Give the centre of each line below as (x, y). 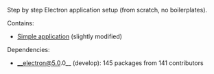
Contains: (21, 23)
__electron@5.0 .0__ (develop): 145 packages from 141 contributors (110, 63)
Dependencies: (28, 50)
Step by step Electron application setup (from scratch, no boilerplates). (107, 10)
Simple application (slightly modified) (69, 36)
